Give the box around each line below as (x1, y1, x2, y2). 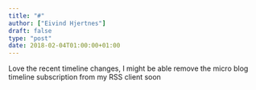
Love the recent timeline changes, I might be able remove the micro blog (8, 63, 249, 73)
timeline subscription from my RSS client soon (8, 72, 161, 82)
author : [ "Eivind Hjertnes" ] (8, 19, 106, 27)
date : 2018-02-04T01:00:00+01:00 (8, 42, 121, 50)
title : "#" (8, 11, 45, 20)
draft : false (8, 27, 52, 35)
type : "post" (8, 34, 52, 43)
